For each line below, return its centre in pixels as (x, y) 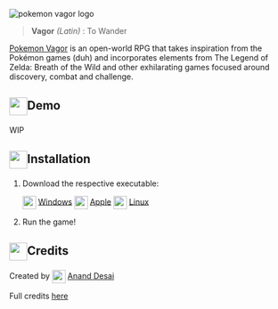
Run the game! (49, 222)
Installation (59, 159)
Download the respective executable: (90, 183)
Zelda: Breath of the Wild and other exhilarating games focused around (139, 67)
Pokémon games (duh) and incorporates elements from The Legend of (139, 57)
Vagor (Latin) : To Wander (79, 31)
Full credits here (39, 296)
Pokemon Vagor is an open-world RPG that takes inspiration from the (136, 48)
